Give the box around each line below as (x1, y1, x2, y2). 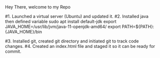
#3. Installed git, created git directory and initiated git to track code (5, 38, 139, 44)
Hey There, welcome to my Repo (5, 4, 71, 10)
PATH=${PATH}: (122, 24, 155, 29)
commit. (5, 48, 21, 54)
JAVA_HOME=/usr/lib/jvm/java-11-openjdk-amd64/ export (5, 24, 121, 29)
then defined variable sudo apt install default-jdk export (5, 19, 117, 24)
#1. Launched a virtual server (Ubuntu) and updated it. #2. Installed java (5, 14, 149, 19)
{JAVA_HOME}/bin (5, 29, 42, 34)
